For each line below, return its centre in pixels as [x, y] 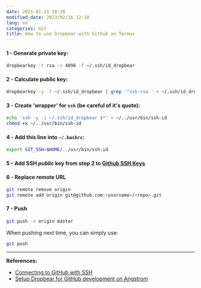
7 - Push [17, 209]
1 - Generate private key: [37, 53]
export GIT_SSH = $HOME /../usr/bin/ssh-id [57, 150]
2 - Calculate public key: [37, 79]
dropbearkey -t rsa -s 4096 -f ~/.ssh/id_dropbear [71, 66]
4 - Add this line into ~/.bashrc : [45, 137]
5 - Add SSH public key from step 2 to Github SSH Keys [76, 163]
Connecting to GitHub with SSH [54, 272]
